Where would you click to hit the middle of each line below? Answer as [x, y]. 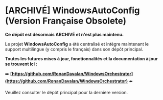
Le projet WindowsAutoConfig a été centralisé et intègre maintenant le [77, 44]
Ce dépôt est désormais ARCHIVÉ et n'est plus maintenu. [64, 34]
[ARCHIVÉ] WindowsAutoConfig [72, 11]
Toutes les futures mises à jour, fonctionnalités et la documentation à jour [81, 58]
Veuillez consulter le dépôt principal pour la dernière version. [67, 92]
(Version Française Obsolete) [66, 21]
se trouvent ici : [21, 64]
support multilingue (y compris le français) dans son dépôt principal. [74, 49]
